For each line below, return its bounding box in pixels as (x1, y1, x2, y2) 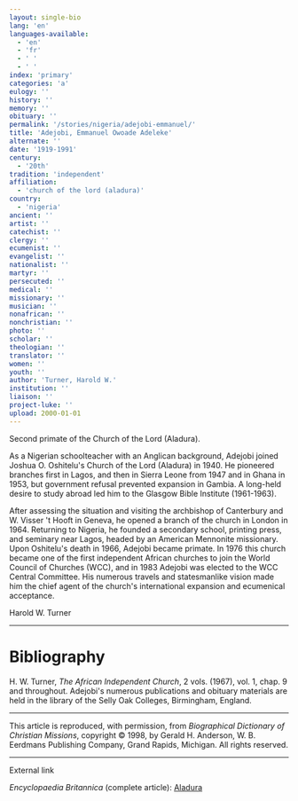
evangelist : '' (9, 252, 66, 262)
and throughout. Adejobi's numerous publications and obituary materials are (9, 685, 288, 696)
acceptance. (9, 590, 55, 601)
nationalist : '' (9, 261, 69, 270)
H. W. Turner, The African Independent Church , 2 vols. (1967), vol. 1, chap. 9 (9, 676, 288, 687)
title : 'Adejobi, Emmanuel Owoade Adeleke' (9, 129, 173, 137)
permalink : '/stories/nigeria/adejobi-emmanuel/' (9, 121, 197, 130)
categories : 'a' (9, 79, 69, 88)
